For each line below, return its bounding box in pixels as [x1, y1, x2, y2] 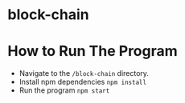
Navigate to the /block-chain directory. [18, 69, 150, 78]
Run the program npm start [18, 85, 110, 95]
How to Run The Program [7, 42, 178, 61]
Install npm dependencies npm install [18, 77, 146, 87]
